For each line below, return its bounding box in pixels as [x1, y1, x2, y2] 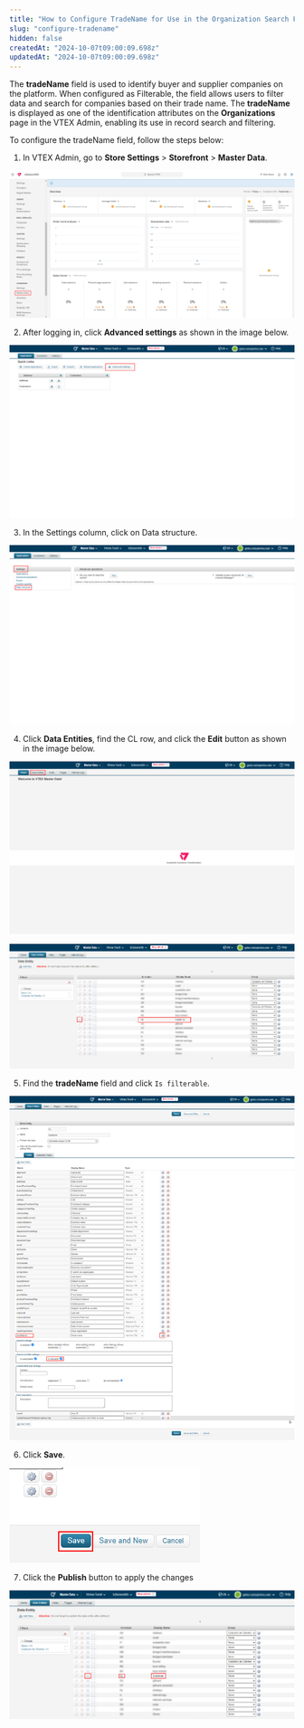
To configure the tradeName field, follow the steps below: [9, 135, 224, 146]
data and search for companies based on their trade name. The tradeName [9, 98, 291, 109]
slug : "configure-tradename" [9, 24, 119, 33]
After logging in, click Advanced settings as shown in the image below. [22, 327, 290, 337]
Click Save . [22, 1448, 66, 1460]
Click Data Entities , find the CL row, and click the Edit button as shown [22, 733, 287, 744]
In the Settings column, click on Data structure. [22, 527, 198, 537]
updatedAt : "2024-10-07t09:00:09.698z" [9, 52, 160, 62]
